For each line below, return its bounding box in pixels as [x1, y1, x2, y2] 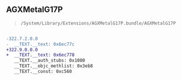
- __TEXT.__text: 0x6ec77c [6, 41, 75, 47]
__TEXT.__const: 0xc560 [14, 69, 72, 75]
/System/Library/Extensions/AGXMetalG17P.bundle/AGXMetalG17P [20, 20, 176, 26]
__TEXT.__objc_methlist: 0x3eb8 [14, 63, 93, 69]
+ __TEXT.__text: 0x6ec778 [6, 52, 75, 58]
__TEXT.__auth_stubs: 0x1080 [14, 58, 85, 64]
